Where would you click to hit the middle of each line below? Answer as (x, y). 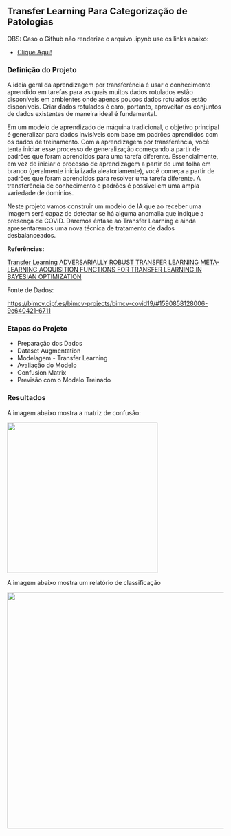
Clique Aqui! (34, 52)
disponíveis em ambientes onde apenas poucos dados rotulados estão (107, 100)
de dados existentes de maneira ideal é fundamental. (82, 114)
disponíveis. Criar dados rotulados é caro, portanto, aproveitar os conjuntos (114, 107)
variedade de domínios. (41, 193)
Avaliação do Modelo (47, 365)
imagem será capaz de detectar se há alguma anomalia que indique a (106, 214)
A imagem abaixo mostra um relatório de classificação (84, 582)
